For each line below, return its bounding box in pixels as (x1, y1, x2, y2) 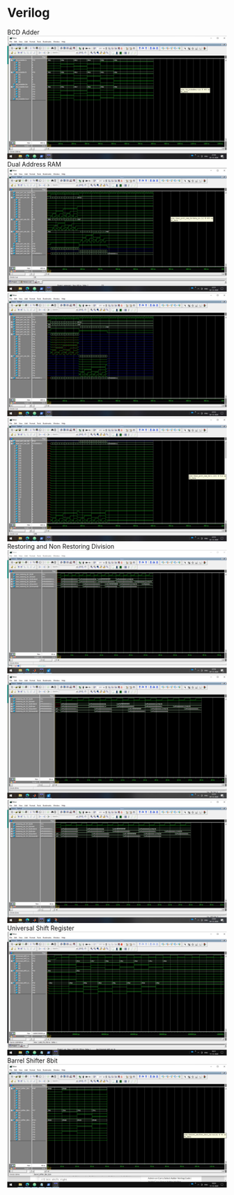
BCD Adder (7, 28, 40, 36)
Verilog (7, 5, 50, 21)
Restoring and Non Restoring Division (7, 542, 115, 550)
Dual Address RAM (7, 160, 61, 169)
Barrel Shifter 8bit (7, 1056, 58, 1065)
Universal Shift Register (7, 924, 75, 932)
